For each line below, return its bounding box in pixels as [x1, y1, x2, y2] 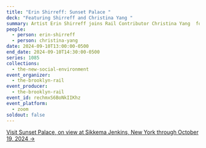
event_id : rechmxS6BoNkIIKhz [6, 95, 81, 101]
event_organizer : [6, 72, 51, 78]
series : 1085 [6, 55, 40, 61]
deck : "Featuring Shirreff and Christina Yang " [6, 15, 133, 21]
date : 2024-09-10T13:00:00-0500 [6, 44, 89, 50]
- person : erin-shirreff [12, 32, 75, 38]
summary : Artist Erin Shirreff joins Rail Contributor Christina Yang [6, 20, 191, 26]
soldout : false [6, 112, 45, 118]
